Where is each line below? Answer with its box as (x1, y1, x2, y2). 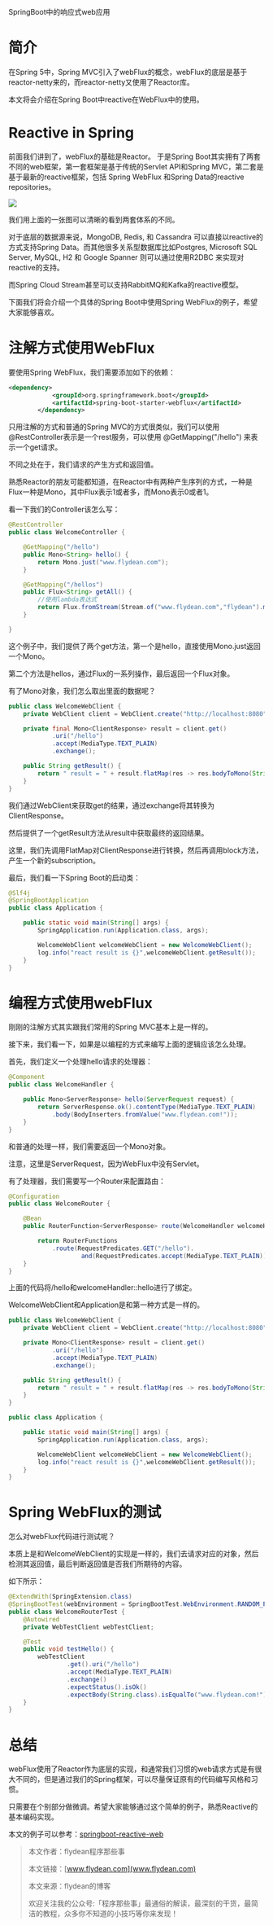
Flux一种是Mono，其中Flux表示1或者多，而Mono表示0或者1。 (8, 487, 214, 497)
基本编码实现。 (8, 1812, 58, 1822)
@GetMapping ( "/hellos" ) (23, 581, 104, 589)
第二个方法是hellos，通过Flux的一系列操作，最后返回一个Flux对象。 (8, 669, 235, 678)
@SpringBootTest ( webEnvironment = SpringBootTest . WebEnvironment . (8, 1600, 238, 1608)
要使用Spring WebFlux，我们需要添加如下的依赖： (8, 367, 176, 377)
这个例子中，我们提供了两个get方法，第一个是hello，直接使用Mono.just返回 (8, 641, 262, 651)
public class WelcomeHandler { (8, 1081, 115, 1089)
